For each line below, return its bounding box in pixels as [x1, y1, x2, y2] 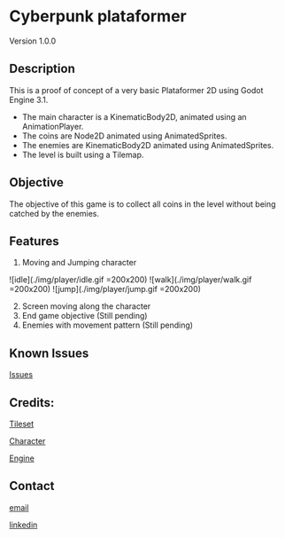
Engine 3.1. [9, 94, 49, 105]
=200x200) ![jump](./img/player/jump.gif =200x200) [9, 284, 202, 295]
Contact [9, 479, 55, 494]
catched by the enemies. [9, 208, 100, 218]
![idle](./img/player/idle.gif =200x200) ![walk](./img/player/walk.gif [9, 274, 252, 285]
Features [9, 233, 59, 249]
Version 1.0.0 [9, 36, 57, 46]
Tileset [9, 419, 35, 429]
